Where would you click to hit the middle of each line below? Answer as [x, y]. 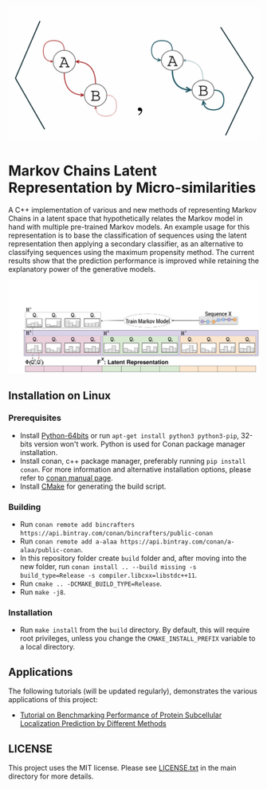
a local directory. [47, 647]
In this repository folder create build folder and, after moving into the [133, 558]
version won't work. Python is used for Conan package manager [139, 444]
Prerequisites [35, 418]
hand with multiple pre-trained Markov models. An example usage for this [129, 226]
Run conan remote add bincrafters [77, 524]
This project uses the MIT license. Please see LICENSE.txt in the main [122, 768]
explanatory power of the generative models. [82, 269]
